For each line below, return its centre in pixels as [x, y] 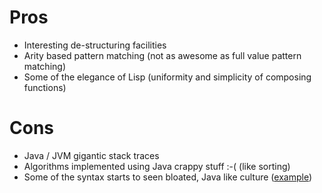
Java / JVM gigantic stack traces [91, 155]
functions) [45, 87]
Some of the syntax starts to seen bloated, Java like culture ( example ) [168, 177]
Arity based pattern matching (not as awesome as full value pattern [162, 55]
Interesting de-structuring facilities [95, 45]
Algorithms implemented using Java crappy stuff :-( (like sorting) [157, 166]
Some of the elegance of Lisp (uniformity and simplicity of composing [167, 77]
